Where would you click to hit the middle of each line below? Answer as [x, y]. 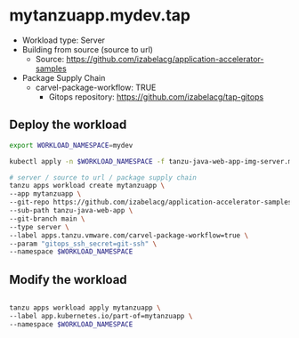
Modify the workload [68, 280]
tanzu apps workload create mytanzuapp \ [87, 186]
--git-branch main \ [48, 219]
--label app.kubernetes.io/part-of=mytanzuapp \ [101, 316]
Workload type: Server [63, 40]
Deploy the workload [68, 125]
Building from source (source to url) [88, 49]
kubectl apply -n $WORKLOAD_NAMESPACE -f [87, 161]
